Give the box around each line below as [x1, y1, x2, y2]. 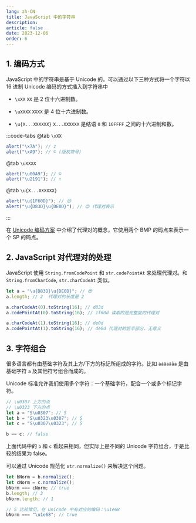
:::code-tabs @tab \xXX [6, 132, 62, 139]
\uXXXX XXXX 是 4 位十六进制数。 [14, 108, 92, 115]
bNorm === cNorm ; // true [6, 485, 69, 491]
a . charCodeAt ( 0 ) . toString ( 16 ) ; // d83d [6, 304, 104, 310]
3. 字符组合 [6, 344, 46, 354]
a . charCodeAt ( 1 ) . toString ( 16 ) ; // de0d [6, 320, 104, 326]
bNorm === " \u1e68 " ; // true [6, 512, 77, 518]
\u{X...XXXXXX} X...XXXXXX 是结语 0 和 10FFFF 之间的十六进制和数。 [14, 120, 177, 127]
